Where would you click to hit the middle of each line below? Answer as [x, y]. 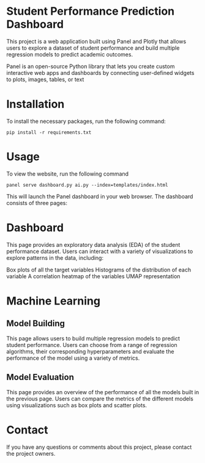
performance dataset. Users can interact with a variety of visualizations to [100, 251]
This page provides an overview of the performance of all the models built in [103, 392]
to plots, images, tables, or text [45, 79]
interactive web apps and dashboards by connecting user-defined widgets [100, 72]
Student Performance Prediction [91, 11]
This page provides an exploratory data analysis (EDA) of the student [93, 244]
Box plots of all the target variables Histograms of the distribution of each [99, 270]
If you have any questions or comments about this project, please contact [99, 447]
